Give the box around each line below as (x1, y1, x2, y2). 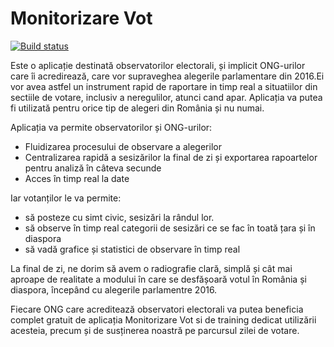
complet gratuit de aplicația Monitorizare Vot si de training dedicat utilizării (10, 313, 317, 326)
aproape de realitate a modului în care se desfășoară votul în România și (10, 273, 307, 285)
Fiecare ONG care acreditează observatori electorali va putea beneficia (10, 303, 304, 315)
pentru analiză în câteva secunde (24, 162, 162, 174)
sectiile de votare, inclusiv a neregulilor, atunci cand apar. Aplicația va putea (10, 91, 323, 103)
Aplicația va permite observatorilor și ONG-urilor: (10, 121, 213, 133)
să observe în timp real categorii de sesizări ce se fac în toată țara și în (24, 222, 316, 234)
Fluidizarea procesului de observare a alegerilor (24, 140, 222, 152)
